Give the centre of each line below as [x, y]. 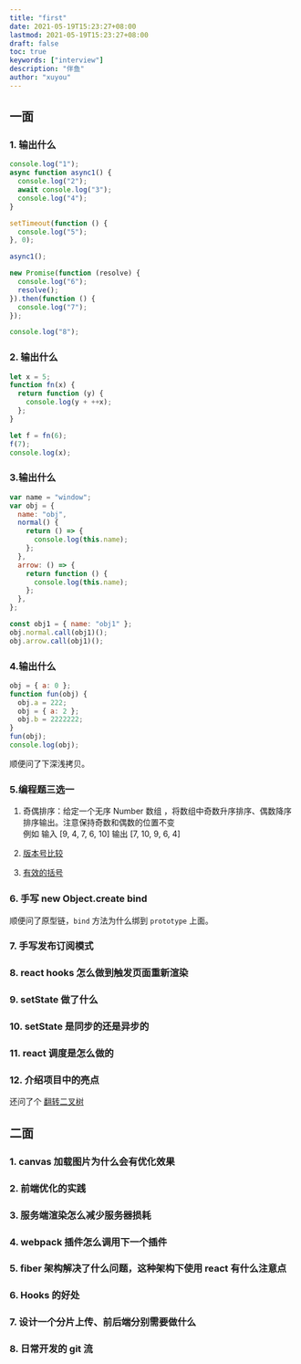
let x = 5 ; [30, 377]
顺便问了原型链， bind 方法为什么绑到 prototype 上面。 [111, 920]
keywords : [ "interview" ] [57, 60]
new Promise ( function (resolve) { [75, 273]
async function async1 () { [61, 173]
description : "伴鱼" [47, 69]
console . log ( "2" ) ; [53, 182]
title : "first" [38, 18]
